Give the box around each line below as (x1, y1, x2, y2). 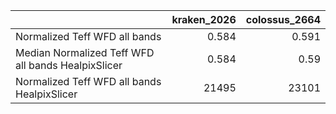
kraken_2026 (171, 13, 237, 26)
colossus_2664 (245, 13, 321, 26)
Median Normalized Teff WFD (15, 46, 155, 59)
